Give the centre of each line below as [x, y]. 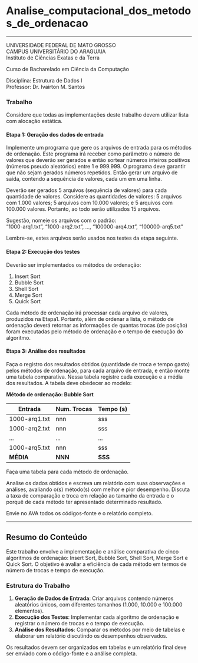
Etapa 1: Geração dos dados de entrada [55, 134]
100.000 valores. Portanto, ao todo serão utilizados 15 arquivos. [83, 209]
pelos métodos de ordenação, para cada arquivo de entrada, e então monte [98, 370]
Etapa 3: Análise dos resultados [46, 351]
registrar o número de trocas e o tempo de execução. [79, 623]
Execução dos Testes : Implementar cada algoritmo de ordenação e [97, 617]
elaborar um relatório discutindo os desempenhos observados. [91, 636]
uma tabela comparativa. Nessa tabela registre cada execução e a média [95, 377]
